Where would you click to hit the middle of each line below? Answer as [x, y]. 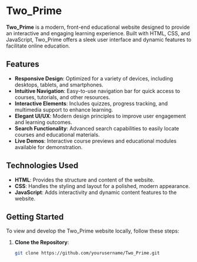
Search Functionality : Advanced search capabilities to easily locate [97, 128]
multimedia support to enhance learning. [64, 109]
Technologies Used [42, 166]
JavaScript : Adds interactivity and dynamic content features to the [96, 192]
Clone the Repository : [42, 243]
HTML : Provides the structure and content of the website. [84, 180]
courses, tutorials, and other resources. [62, 97]
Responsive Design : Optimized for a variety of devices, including [94, 78]
